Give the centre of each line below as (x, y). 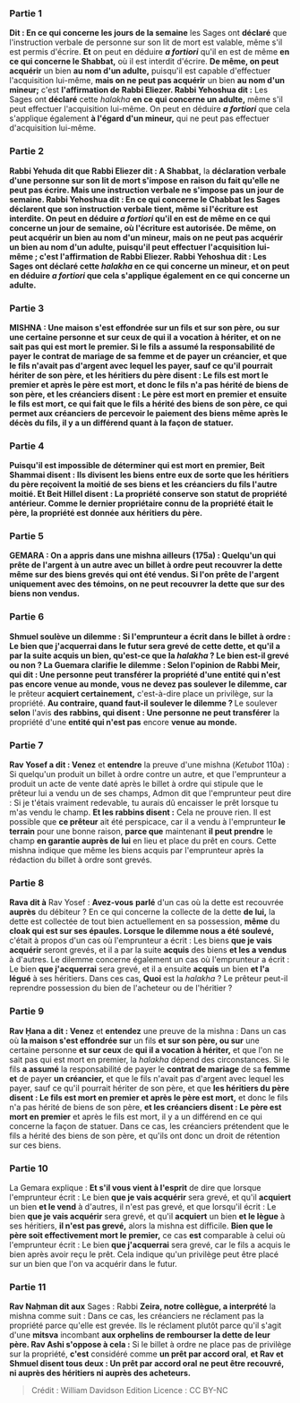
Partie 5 (27, 536)
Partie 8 (27, 883)
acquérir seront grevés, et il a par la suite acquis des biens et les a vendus (148, 950)
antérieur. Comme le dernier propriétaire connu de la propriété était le (141, 503)
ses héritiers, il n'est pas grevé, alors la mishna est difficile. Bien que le (141, 1226)
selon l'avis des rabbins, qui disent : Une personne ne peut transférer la (145, 712)
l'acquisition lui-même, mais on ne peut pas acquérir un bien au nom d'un (147, 81)
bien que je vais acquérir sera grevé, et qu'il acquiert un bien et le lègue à (147, 1216)
